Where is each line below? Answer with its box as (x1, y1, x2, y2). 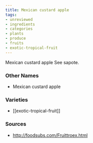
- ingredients (5, 21, 36, 27)
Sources (5, 121, 26, 128)
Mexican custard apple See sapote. (5, 59, 80, 65)
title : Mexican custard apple (5, 7, 70, 13)
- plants (5, 31, 24, 36)
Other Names (5, 72, 39, 79)
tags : (5, 12, 17, 17)
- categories (5, 26, 33, 32)
